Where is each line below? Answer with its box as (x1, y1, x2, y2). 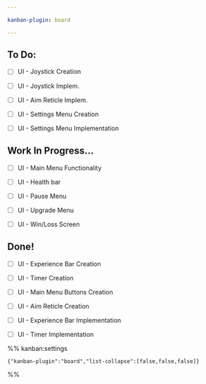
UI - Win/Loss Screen (17, 220, 80, 228)
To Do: (7, 49, 37, 61)
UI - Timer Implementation (17, 330, 94, 338)
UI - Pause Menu (17, 192, 67, 200)
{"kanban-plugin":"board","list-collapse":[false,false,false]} (7, 358, 200, 365)
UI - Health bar (17, 178, 61, 186)
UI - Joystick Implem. (17, 82, 79, 90)
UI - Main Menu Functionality (17, 163, 102, 172)
